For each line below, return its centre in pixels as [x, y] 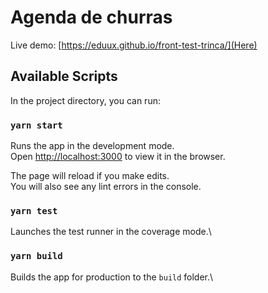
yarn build [36, 256]
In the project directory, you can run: [85, 100]
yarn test [34, 210]
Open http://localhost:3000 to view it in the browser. [118, 157]
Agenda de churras [91, 17]
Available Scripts [64, 76]
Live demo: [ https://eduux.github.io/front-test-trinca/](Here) [134, 45]
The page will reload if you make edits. [90, 176]
